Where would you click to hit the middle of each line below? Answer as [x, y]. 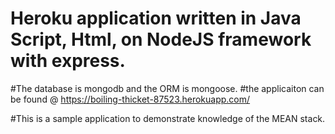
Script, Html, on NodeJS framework [161, 39]
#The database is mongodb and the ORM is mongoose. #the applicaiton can [167, 88]
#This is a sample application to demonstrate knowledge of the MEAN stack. [168, 118]
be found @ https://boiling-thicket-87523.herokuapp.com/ [130, 99]
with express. [68, 61]
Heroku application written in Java [156, 18]
